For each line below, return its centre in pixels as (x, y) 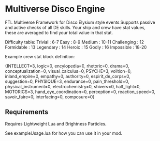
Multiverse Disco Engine (55, 9)
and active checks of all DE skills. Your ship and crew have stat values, (75, 27)
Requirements (27, 112)
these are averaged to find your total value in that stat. (59, 32)
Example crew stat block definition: (40, 56)
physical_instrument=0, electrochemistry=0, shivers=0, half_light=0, (73, 86)
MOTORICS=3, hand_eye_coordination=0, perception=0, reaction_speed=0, (80, 92)
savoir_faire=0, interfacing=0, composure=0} (50, 97)
